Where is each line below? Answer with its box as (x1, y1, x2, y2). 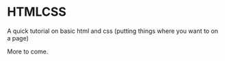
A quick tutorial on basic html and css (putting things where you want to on (7, 27, 219, 35)
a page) (7, 34, 29, 42)
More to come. (7, 47, 49, 56)
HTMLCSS (7, 4, 67, 20)
